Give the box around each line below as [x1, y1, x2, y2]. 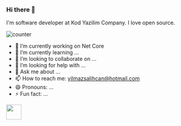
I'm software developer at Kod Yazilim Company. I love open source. [6, 19, 176, 27]
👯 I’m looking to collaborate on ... [14, 55, 97, 63]
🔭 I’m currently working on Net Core [14, 42, 104, 50]
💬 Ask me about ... [14, 68, 61, 75]
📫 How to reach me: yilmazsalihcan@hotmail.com [14, 75, 140, 82]
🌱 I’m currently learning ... [14, 49, 79, 56]
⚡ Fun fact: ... [14, 90, 48, 98]
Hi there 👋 [6, 5, 36, 14]
